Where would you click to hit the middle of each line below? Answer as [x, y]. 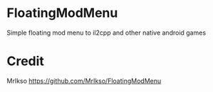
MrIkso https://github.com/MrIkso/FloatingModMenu [84, 81]
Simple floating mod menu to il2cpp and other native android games [106, 33]
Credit [25, 61]
